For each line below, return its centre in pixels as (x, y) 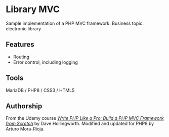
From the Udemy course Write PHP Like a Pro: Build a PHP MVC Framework (85, 118)
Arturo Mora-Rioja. (25, 129)
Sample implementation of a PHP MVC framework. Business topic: (75, 23)
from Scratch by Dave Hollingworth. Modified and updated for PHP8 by (80, 124)
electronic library (24, 28)
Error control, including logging (45, 62)
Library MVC (33, 9)
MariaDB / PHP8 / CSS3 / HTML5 (40, 90)
